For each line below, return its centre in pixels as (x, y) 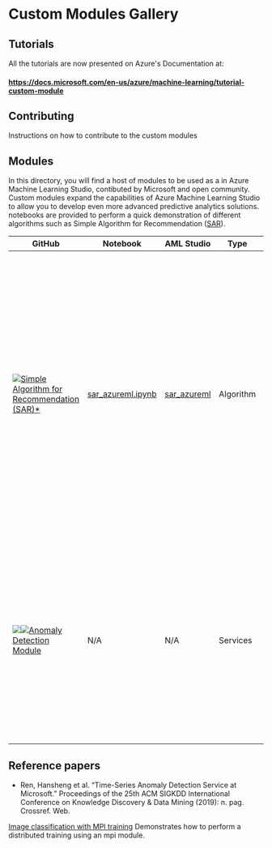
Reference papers (55, 766)
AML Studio (188, 244)
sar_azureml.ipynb (122, 394)
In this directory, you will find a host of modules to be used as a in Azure (129, 181)
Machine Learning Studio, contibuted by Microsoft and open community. (129, 189)
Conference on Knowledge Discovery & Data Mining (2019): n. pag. (132, 803)
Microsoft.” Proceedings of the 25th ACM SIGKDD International (125, 794)
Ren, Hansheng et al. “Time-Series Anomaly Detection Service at (128, 785)
